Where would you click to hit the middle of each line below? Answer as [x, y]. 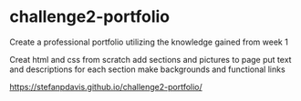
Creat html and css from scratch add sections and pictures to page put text [150, 59]
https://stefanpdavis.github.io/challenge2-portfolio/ [106, 86]
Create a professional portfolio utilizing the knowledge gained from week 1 [149, 42]
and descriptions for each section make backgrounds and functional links [147, 69]
